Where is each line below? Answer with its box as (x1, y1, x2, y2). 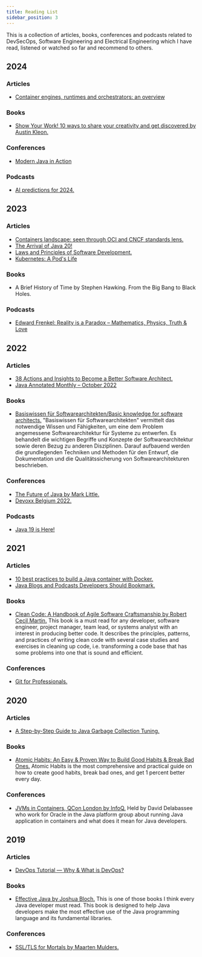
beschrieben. (15, 462, 48, 469)
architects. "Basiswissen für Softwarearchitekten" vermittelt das (15, 417, 175, 424)
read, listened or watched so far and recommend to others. (6, 44, 154, 51)
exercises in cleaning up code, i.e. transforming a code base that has (15, 642, 187, 650)
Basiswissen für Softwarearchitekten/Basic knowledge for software (15, 410, 183, 417)
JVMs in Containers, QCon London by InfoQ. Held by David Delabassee (15, 804, 193, 811)
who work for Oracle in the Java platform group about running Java (15, 811, 183, 818)
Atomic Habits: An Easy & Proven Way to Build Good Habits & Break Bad (15, 756, 195, 763)
